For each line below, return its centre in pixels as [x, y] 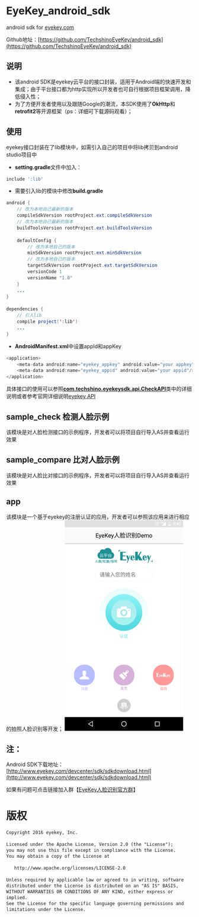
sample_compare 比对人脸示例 [63, 460]
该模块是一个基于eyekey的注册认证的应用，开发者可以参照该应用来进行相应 [98, 517]
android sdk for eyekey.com [40, 27]
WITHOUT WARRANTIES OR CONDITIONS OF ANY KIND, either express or [90, 892]
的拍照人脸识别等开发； [35, 729]
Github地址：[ [23, 39]
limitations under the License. [46, 910]
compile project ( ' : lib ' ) [47, 322]
